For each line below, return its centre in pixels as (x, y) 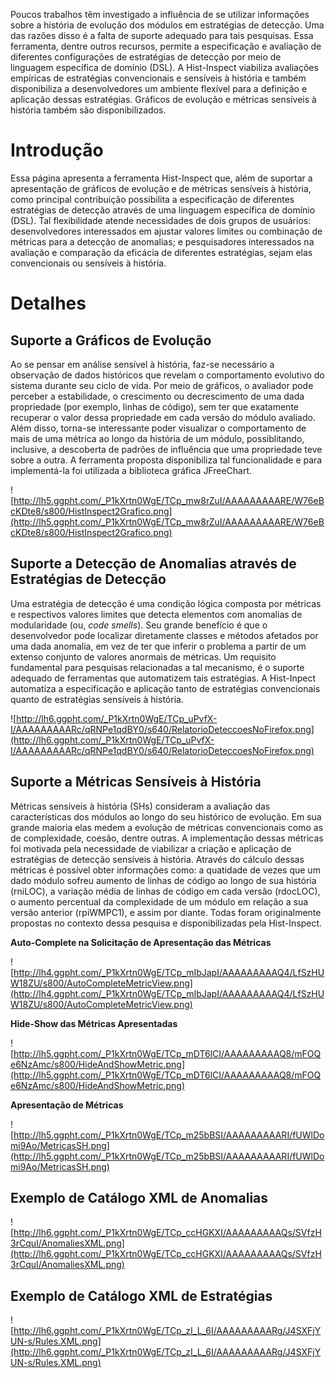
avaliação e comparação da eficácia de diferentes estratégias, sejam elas (161, 252)
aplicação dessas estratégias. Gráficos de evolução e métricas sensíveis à (163, 99)
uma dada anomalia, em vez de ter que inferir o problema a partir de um (158, 646)
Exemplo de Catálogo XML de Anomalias (139, 1197)
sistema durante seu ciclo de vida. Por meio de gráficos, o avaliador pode (162, 385)
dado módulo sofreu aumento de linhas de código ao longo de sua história (163, 880)
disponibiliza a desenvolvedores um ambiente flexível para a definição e (159, 88)
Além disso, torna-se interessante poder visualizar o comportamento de (158, 428)
